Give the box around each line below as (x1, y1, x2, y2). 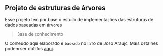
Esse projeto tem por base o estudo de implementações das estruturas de (5, 16, 154, 22)
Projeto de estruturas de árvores (5, 4, 106, 12)
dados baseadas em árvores (5, 22, 62, 28)
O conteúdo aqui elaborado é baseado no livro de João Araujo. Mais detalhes (5, 41, 158, 46)
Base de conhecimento (17, 31, 64, 37)
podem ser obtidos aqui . (5, 45, 54, 51)
